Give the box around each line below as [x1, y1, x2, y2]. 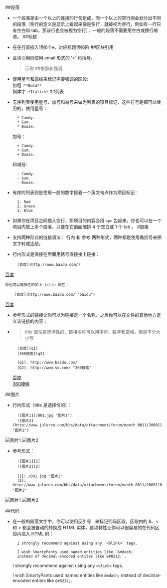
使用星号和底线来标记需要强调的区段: [12, 76, 88, 82]
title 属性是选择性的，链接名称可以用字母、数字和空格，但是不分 [24, 329, 156, 335]
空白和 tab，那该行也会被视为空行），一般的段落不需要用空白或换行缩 [16, 27, 158, 33]
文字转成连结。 [12, 241, 43, 246]
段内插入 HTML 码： [12, 531, 54, 537]
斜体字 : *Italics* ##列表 [12, 89, 64, 94]
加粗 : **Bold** [12, 82, 42, 88]
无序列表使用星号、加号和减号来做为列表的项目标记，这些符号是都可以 [12, 99, 157, 105]
